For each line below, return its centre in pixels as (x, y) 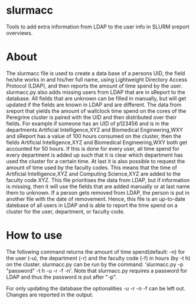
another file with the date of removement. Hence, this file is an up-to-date (96, 199)
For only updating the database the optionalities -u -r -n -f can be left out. (96, 288)
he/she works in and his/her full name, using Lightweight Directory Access (97, 79)
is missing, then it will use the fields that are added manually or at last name (98, 186)
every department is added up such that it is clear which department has (94, 155)
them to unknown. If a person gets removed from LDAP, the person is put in (98, 192)
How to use (34, 236)
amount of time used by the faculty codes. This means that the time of (92, 167)
